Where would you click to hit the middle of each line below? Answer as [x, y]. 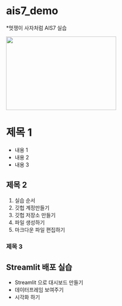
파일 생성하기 [30, 222]
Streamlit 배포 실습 [39, 267]
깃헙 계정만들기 [32, 208]
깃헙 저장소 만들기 [35, 215]
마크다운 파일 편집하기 [40, 229]
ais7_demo [32, 11]
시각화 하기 [27, 297]
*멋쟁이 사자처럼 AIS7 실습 [37, 28]
